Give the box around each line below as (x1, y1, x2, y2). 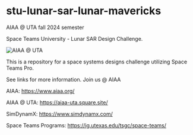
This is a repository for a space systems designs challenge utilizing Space (6, 58, 188, 65)
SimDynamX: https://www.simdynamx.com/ (6, 110, 113, 117)
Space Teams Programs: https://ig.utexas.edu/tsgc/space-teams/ (6, 121, 167, 128)
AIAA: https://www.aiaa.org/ (6, 87, 75, 94)
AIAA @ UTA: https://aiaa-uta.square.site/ (6, 99, 108, 106)
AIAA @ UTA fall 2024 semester (6, 24, 84, 31)
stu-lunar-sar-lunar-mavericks (6, 4, 162, 18)
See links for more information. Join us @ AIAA (6, 76, 121, 83)
